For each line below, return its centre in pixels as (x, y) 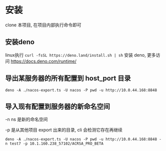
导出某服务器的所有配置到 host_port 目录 (68, 78)
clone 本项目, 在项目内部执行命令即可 (43, 25)
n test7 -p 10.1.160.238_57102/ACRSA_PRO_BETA (54, 144)
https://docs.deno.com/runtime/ (44, 61)
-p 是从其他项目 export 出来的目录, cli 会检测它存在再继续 (64, 130)
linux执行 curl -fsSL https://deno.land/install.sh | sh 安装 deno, (76, 55)
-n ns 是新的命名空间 (27, 119)
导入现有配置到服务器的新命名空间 (58, 107)
